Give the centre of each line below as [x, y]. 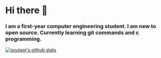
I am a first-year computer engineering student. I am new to [81, 26]
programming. [24, 39]
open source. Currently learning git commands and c [72, 33]
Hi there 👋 [26, 10]
